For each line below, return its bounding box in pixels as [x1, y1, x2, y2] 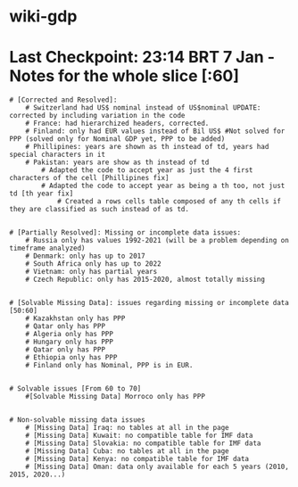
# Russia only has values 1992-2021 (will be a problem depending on [25, 236, 290, 245]
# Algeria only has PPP [25, 330, 114, 339]
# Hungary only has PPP [25, 337, 114, 347]
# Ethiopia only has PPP [25, 353, 118, 362]
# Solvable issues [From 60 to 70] [9, 384, 142, 393]
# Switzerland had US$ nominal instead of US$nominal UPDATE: [25, 103, 261, 112]
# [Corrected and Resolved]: [9, 95, 118, 104]
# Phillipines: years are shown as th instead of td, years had [25, 143, 269, 152]
